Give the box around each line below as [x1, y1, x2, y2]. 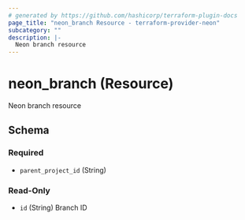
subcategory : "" [8, 26, 61, 34]
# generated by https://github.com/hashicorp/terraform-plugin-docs [8, 11, 238, 20]
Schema [8, 124, 50, 137]
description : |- [8, 33, 61, 42]
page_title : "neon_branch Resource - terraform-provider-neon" [8, 19, 221, 27]
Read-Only [8, 185, 51, 196]
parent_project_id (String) [19, 165, 106, 174]
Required [8, 147, 44, 158]
